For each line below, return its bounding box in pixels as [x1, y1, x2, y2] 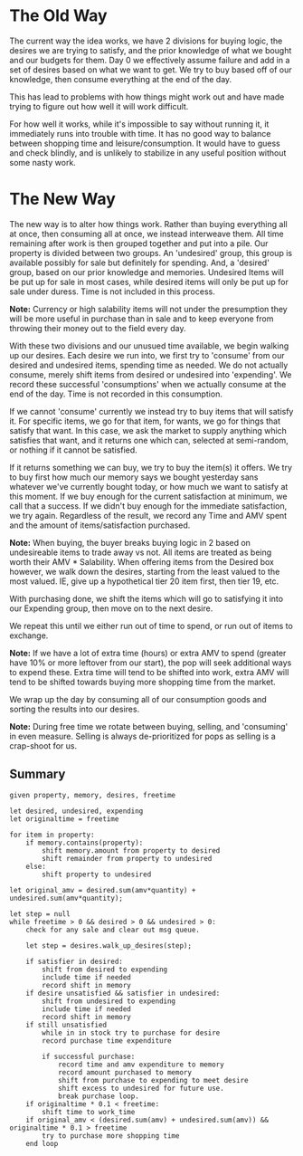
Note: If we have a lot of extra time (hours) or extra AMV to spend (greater [9, 647, 287, 658]
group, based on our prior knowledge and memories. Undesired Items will [9, 266, 285, 277]
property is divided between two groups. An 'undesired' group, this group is [9, 247, 292, 258]
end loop [25, 1139, 59, 1148]
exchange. [9, 630, 49, 641]
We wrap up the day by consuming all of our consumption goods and [9, 693, 267, 704]
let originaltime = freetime [9, 814, 119, 824]
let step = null [9, 909, 71, 919]
